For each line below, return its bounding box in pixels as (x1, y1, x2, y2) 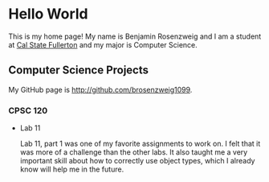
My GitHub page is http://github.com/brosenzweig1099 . (8, 85, 193, 94)
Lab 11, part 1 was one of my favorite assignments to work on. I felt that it (19, 139, 261, 149)
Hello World (8, 5, 88, 23)
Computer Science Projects (8, 64, 149, 77)
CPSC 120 (8, 105, 48, 116)
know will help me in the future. (19, 164, 124, 174)
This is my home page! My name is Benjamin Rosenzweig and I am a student (8, 31, 262, 41)
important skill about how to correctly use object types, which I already (19, 156, 255, 166)
